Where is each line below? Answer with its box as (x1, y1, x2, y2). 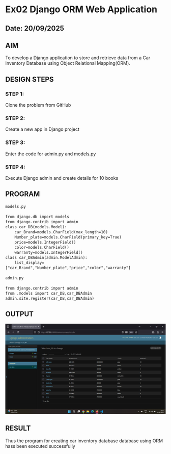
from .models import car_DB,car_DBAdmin (5, 291, 93, 296)
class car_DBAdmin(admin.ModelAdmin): (5, 255, 88, 260)
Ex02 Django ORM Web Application (5, 4, 158, 15)
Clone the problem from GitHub (5, 102, 71, 108)
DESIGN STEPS (5, 75, 54, 84)
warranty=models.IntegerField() (14, 250, 83, 255)
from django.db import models (5, 214, 70, 219)
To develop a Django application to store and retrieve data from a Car (5, 55, 151, 61)
